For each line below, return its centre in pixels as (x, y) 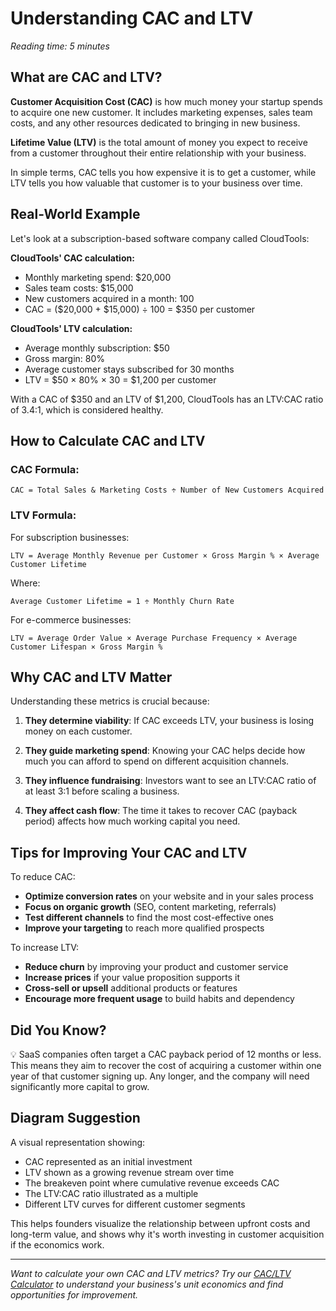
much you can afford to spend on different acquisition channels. (157, 761)
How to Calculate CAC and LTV (108, 440)
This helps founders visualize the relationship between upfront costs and (160, 1223)
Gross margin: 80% (65, 358)
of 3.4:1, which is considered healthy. (87, 409)
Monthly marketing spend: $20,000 (98, 277)
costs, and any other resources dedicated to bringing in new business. (155, 123)
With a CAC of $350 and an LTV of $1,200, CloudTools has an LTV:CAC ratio (167, 399)
